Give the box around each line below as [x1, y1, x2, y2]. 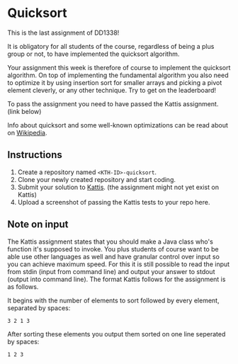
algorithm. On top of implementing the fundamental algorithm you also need [7, 71, 229, 79]
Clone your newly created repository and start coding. [17, 175, 176, 183]
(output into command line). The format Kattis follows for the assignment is [7, 275, 226, 283]
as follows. [7, 282, 39, 291]
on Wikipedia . [7, 128, 47, 137]
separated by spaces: [7, 303, 71, 312]
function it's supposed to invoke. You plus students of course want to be [7, 244, 219, 253]
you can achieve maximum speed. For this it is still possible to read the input [7, 260, 230, 268]
